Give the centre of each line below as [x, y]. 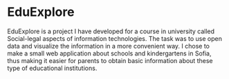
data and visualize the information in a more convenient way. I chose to [108, 46]
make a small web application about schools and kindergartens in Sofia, [110, 53]
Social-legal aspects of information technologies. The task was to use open [115, 38]
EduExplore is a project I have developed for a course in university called [111, 31]
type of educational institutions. [52, 68]
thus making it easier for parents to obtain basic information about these [110, 60]
